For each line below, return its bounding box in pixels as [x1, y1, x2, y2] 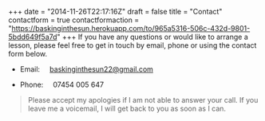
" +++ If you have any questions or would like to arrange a [57, 32, 249, 41]
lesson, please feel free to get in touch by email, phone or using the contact [8, 41, 257, 50]
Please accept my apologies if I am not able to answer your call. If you [27, 96, 259, 104]
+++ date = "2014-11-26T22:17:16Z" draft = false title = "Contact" [8, 7, 223, 16]
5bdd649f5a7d [8, 32, 57, 41]
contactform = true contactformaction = [8, 15, 140, 25]
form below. [8, 49, 48, 58]
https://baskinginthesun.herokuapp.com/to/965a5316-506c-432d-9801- [11, 24, 251, 33]
